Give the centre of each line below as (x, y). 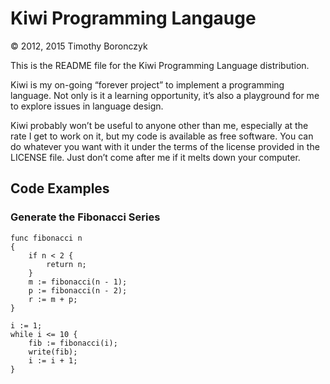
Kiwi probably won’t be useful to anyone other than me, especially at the (159, 125)
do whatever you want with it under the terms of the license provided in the (165, 146)
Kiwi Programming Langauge (133, 18)
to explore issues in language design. (87, 106)
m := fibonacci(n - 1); (78, 282)
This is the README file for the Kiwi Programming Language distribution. (160, 65)
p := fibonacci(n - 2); (78, 290)
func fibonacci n (46, 238)
